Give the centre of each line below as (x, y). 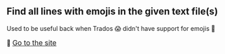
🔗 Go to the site (32, 43)
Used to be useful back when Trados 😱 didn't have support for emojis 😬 (111, 28)
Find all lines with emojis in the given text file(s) (112, 12)
